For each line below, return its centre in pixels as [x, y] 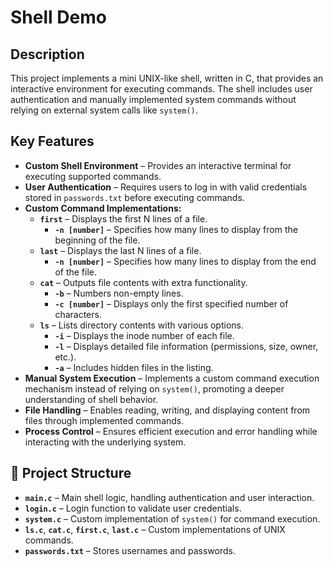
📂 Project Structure [71, 473]
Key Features [52, 141]
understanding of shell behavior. [91, 399]
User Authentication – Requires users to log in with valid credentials [166, 187]
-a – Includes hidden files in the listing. [134, 367]
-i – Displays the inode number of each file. [144, 335]
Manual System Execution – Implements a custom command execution [172, 378]
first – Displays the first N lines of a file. [123, 218]
